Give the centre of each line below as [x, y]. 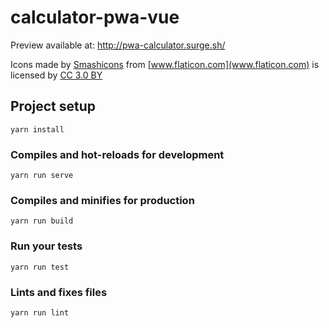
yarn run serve [42, 176]
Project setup [53, 106]
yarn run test [40, 267]
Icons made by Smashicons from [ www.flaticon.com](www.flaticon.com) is [165, 64]
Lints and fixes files [59, 292]
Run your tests [46, 246]
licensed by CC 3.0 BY [56, 75]
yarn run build [42, 221]
